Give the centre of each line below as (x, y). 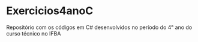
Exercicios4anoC (50, 11)
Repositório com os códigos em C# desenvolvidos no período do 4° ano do (99, 27)
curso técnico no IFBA (34, 33)
